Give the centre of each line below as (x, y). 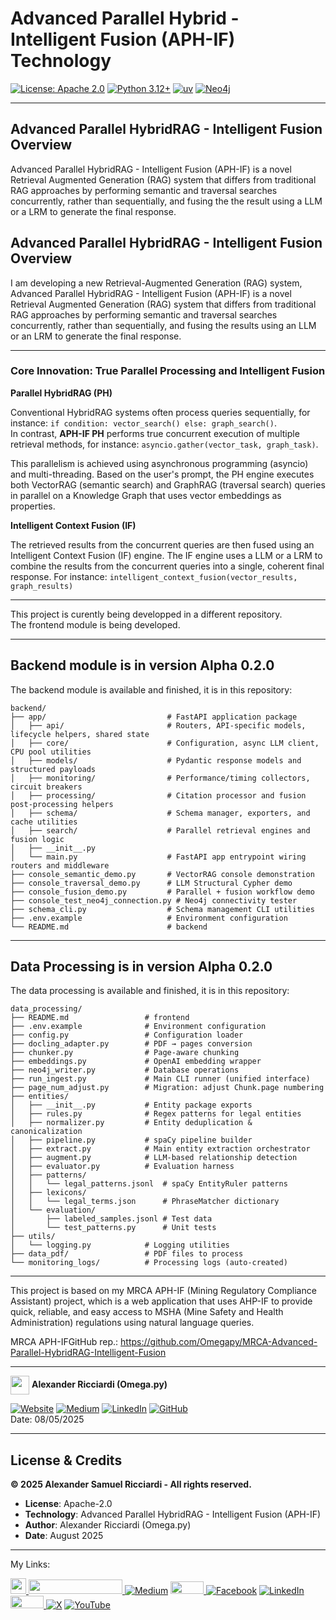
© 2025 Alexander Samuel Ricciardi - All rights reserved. (131, 1484)
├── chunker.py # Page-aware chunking (125, 1053)
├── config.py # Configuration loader (127, 1035)
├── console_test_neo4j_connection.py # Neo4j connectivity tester (154, 900)
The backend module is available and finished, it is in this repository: (151, 689)
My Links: (30, 1564)
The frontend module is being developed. (95, 624)
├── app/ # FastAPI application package (154, 717)
